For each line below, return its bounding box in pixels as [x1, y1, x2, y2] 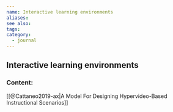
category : [6, 32, 32, 38]
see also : [6, 20, 32, 26]
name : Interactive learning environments [6, 9, 114, 15]
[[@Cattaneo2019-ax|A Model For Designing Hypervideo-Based [6, 92, 167, 100]
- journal [12, 37, 37, 43]
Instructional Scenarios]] [6, 99, 68, 106]
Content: [6, 78, 34, 87]
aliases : [6, 15, 29, 21]
